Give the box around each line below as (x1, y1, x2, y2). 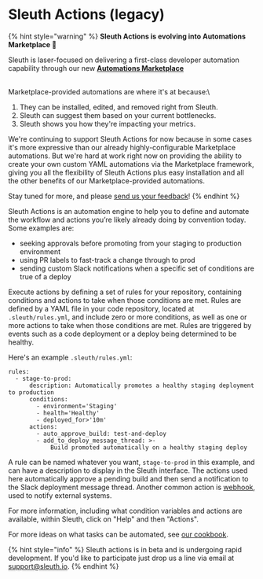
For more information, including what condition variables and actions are (8, 506, 243, 515)
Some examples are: (8, 223, 75, 233)
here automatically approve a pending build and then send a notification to (8, 474, 249, 483)
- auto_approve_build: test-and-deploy (36, 430, 167, 437)
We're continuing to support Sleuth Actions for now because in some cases (8, 134, 253, 143)
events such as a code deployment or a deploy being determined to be (8, 329, 237, 338)
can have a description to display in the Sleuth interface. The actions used (8, 466, 248, 475)
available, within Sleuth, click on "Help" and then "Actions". (8, 514, 199, 524)
